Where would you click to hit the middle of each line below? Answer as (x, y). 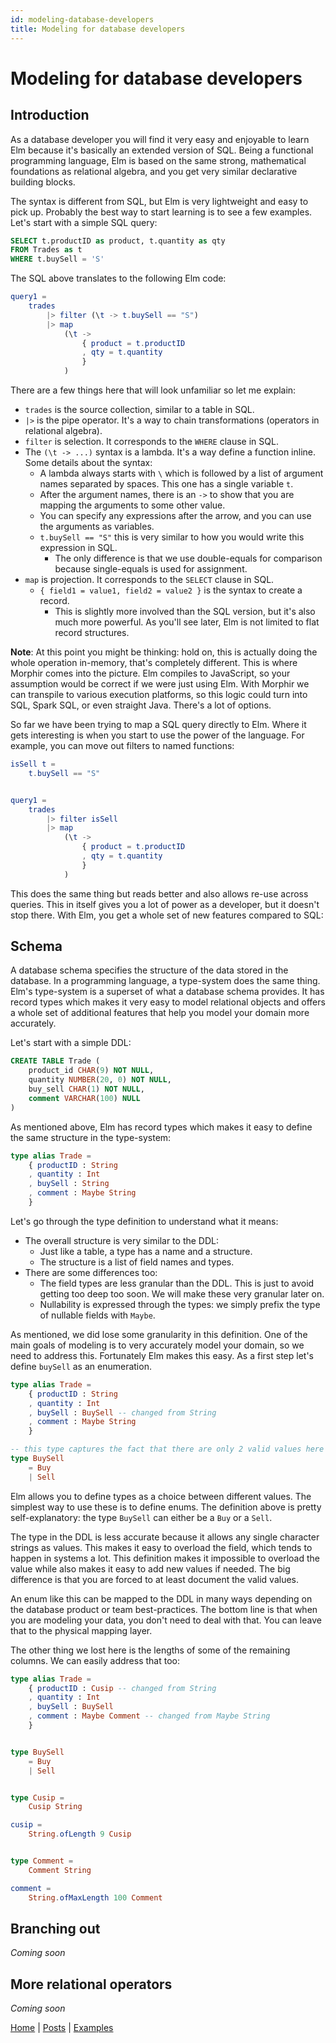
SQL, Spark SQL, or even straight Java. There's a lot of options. (141, 705)
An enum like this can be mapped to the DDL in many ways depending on (161, 1598)
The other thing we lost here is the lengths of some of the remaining (150, 1650)
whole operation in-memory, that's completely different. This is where (154, 662)
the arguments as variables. (97, 526)
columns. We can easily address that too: (95, 1660)
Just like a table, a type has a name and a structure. (146, 1251)
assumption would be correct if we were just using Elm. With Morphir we (160, 684)
